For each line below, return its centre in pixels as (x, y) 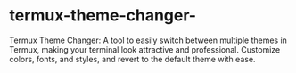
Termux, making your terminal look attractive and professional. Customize (145, 49)
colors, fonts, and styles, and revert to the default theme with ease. (132, 59)
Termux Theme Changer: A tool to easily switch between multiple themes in (148, 40)
